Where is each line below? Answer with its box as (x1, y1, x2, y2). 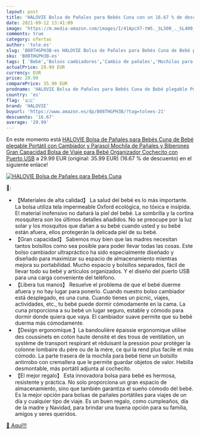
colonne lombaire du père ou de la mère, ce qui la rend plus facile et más (14, 346, 194, 353)
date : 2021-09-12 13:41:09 (6, 20, 73, 26)
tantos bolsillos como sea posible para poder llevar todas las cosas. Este (14, 243, 193, 250)
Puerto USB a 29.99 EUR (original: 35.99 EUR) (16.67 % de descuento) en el (6, 155, 192, 162)
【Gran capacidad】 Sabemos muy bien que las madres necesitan (14, 236, 177, 243)
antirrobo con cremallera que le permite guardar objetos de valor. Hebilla (14, 359, 193, 366)
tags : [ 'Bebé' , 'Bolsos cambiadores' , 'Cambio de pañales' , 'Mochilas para (6, 58, 193, 64)
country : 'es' (6, 92, 42, 98)
